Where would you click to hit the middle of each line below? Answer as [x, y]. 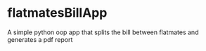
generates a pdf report [40, 39]
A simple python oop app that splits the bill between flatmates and [103, 32]
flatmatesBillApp [57, 13]
